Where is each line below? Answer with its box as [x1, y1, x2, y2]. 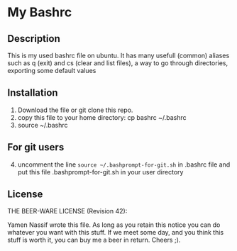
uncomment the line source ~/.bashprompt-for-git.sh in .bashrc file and [17, 160, 231, 169]
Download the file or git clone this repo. [17, 106, 133, 114]
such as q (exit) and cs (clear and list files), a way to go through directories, [7, 59, 228, 67]
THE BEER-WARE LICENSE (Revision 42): [7, 207, 128, 216]
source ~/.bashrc [17, 121, 69, 129]
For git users [7, 141, 65, 153]
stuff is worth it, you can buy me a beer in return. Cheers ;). [7, 235, 181, 245]
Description [7, 33, 60, 45]
